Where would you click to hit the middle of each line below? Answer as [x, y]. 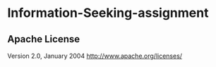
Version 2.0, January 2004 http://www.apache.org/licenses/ [95, 56]
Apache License [44, 39]
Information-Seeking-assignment [108, 13]
